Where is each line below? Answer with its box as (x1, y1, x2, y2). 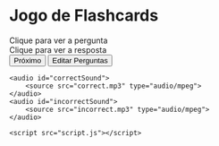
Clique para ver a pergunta (9, 35, 108, 46)
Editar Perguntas (52, 56, 109, 65)
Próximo (13, 56, 42, 65)
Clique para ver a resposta (9, 44, 107, 55)
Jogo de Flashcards (9, 5, 159, 26)
